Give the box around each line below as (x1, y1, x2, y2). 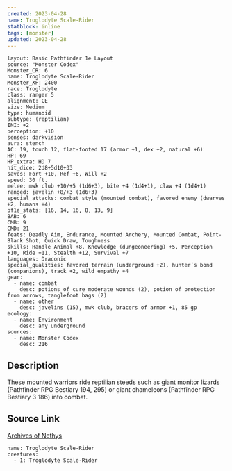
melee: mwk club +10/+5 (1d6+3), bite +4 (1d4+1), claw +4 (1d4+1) (7, 183, 207, 190)
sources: (7, 329, 33, 336)
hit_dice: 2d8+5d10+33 (7, 165, 73, 172)
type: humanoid (7, 110, 51, 117)
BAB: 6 (7, 213, 26, 220)
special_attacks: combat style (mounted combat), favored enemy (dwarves (7, 195, 226, 202)
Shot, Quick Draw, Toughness (25, 238, 110, 245)
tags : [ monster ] (7, 29, 54, 37)
